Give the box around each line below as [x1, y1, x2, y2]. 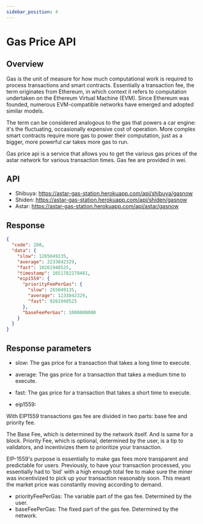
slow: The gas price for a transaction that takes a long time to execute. [15, 359, 191, 366]
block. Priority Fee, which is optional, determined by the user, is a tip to [6, 437, 184, 444]
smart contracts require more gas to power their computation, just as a [6, 131, 183, 139]
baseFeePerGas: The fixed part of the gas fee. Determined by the [15, 505, 179, 513]
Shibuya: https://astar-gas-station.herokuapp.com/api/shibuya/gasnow [15, 190, 193, 197]
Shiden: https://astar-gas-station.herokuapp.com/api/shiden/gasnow [15, 196, 187, 203]
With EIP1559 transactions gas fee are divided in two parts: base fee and [6, 412, 188, 419]
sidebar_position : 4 [6, 8, 59, 15]
